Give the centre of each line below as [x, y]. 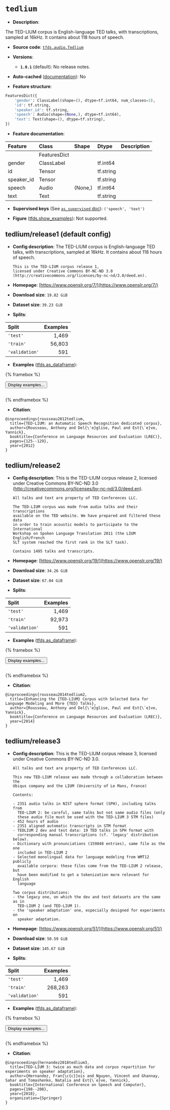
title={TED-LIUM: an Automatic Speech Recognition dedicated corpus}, [86, 423]
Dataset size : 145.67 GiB [39, 948]
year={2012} [23, 446]
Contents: [23, 795]
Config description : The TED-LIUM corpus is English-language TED [84, 246]
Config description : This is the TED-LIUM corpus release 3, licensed [85, 753]
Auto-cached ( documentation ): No [49, 76]
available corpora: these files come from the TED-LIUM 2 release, [90, 866]
